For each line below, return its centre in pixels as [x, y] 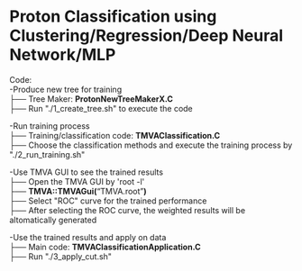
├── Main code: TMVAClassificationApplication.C [105, 247]
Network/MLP [63, 55]
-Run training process [50, 126]
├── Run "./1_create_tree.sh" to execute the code [101, 108]
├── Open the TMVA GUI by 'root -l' [77, 181]
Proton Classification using [113, 17]
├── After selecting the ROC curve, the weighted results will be [128, 210]
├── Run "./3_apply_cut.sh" [61, 256]
